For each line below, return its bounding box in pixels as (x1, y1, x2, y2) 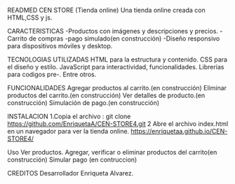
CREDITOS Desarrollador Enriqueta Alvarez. (7, 169, 134, 177)
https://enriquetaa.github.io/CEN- (130, 127, 228, 135)
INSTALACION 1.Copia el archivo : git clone (7, 112, 131, 120)
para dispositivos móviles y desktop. (7, 42, 113, 50)
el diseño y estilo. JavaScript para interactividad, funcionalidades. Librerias (7, 63, 224, 71)
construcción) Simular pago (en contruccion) (7, 155, 137, 164)
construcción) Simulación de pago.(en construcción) (7, 99, 160, 107)
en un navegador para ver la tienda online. (7, 127, 130, 135)
